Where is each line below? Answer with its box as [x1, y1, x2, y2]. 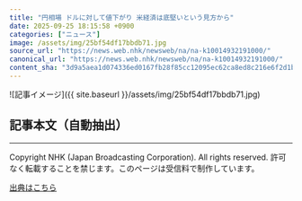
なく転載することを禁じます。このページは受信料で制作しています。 [9, 162, 260, 173]
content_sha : [9, 64, 58, 73]
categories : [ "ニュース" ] [9, 30, 101, 39]
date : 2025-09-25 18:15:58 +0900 [9, 22, 135, 31]
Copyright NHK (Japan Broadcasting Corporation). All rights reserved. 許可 [9, 152, 287, 162]
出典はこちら [9, 181, 57, 193]
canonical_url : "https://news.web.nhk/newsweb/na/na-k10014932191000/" [9, 55, 283, 64]
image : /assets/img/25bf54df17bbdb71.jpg [9, 38, 167, 48]
